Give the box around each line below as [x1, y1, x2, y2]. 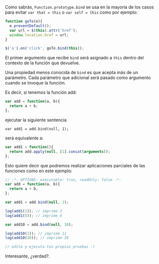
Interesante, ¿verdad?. [5, 253, 50, 259]
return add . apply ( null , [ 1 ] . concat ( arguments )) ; [9, 149, 111, 154]
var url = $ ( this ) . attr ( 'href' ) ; [9, 28, 78, 33]
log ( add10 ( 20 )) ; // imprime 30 [5, 236, 69, 240]
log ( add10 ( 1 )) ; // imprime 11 [5, 231, 67, 236]
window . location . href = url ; [9, 32, 69, 37]
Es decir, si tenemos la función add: [5, 89, 77, 95]
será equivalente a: [5, 135, 44, 141]
